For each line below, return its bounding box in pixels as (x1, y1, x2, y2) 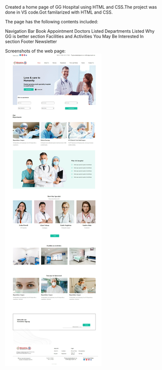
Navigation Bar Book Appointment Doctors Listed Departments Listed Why (5, 28, 155, 34)
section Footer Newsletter (5, 39, 57, 44)
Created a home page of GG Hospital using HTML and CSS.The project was (5, 4, 157, 10)
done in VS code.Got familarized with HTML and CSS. (5, 9, 113, 15)
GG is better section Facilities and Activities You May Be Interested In (5, 34, 144, 39)
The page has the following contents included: (5, 19, 99, 24)
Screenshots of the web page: (5, 48, 66, 54)
